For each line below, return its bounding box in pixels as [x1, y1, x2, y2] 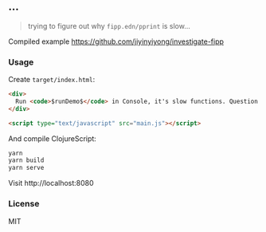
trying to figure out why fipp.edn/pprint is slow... [27, 21, 191, 30]
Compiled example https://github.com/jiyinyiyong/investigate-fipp [8, 37, 225, 46]
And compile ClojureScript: [8, 133, 97, 144]
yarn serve [8, 164, 45, 172]
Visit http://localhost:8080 [8, 179, 94, 188]
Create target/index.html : [8, 75, 96, 85]
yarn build [8, 156, 45, 164]
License [8, 199, 40, 210]
